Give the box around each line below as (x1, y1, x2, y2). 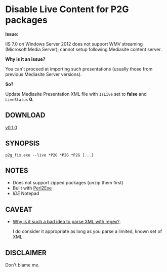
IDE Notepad (12, 190, 39, 197)
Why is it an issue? (5, 56, 46, 62)
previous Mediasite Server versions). (5, 71, 82, 77)
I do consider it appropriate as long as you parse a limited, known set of (12, 228, 162, 235)
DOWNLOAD (5, 111, 46, 120)
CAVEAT (5, 205, 33, 214)
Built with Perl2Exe (12, 185, 52, 191)
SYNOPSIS (5, 139, 40, 148)
